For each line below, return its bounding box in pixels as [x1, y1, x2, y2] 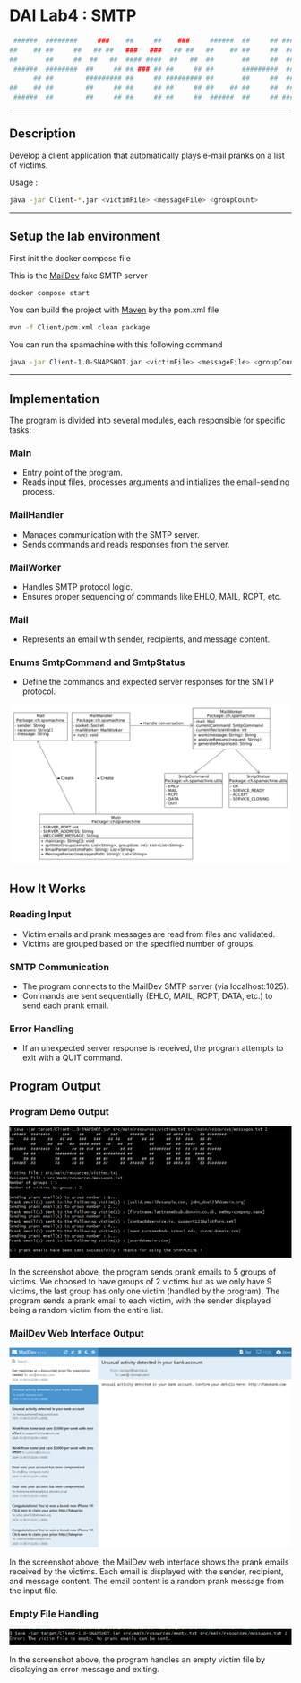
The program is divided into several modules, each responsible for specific [9, 415, 286, 425]
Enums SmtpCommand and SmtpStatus [9, 656, 185, 669]
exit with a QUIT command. [21, 1052, 124, 1064]
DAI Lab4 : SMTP [9, 5, 137, 26]
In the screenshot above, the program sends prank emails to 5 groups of [9, 1267, 277, 1277]
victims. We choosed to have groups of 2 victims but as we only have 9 [9, 1276, 272, 1287]
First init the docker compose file [9, 252, 132, 263]
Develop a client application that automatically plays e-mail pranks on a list [9, 150, 285, 161]
